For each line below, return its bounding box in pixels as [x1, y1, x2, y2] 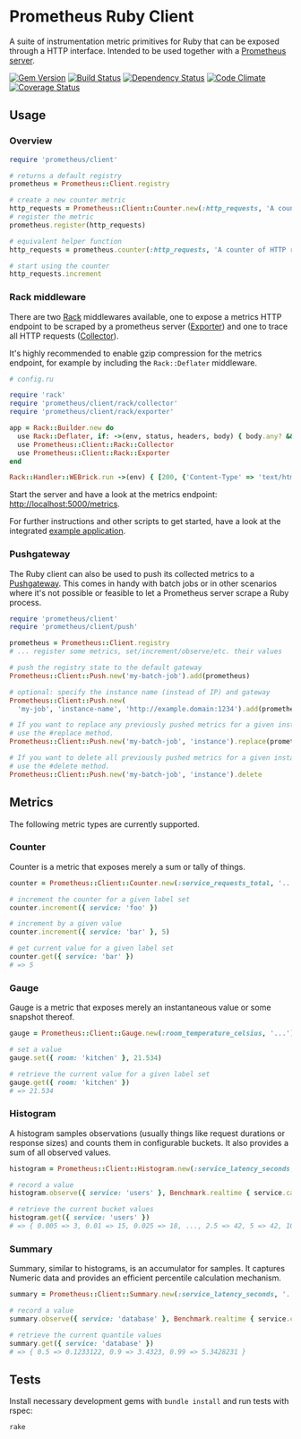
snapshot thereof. [9, 1012, 74, 1022]
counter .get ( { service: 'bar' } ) [9, 952, 134, 961]
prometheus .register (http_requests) [9, 220, 146, 229]
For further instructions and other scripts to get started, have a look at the [9, 516, 281, 527]
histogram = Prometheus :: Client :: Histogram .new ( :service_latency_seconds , [9, 1164, 295, 1173]
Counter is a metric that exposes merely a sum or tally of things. [9, 861, 246, 872]
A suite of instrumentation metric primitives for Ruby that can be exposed [9, 36, 279, 47]
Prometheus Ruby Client [9, 6, 194, 27]
